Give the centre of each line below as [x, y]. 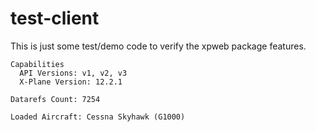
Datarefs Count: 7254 [55, 99]
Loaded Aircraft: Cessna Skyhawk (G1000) [98, 117]
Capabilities [37, 64]
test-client [55, 18]
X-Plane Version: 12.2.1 [71, 82]
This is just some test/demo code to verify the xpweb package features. [158, 46]
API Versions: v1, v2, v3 [73, 73]
